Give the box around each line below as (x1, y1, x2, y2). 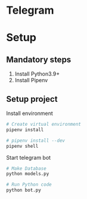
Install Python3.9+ (14, 70, 60, 77)
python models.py (6, 171, 49, 177)
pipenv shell (6, 143, 39, 149)
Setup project (6, 94, 58, 104)
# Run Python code (6, 182, 52, 188)
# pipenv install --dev (6, 138, 66, 144)
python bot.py (6, 187, 42, 194)
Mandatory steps (6, 54, 72, 64)
